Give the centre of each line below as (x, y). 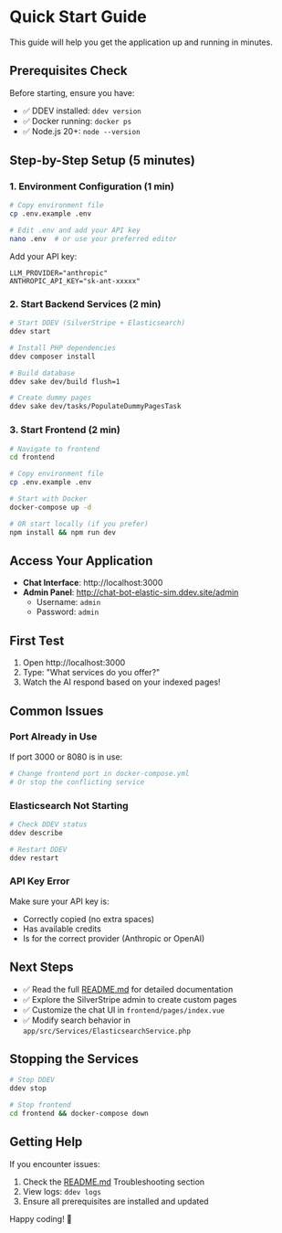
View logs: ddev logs (62, 1191)
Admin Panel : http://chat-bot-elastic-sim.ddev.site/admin (131, 592)
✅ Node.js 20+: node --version (81, 131)
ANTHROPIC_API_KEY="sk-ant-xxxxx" (75, 281)
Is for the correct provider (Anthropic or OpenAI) (114, 938)
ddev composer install (52, 356)
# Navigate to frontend (55, 449)
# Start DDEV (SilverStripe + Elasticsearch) (97, 323)
